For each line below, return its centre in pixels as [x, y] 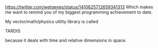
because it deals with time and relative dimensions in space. [66, 40]
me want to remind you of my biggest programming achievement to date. [79, 12]
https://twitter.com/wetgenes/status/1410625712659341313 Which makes [79, 7]
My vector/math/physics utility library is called [52, 22]
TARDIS [13, 31]
